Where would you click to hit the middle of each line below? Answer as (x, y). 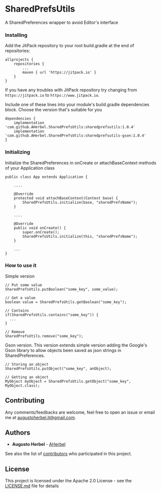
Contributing (25, 400)
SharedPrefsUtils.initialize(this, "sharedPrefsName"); (80, 236)
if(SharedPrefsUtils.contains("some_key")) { (52, 315)
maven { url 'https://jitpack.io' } (59, 72)
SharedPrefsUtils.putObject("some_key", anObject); (58, 369)
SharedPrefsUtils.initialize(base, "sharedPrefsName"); (80, 202)
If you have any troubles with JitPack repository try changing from (71, 90)
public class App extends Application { (47, 177)
